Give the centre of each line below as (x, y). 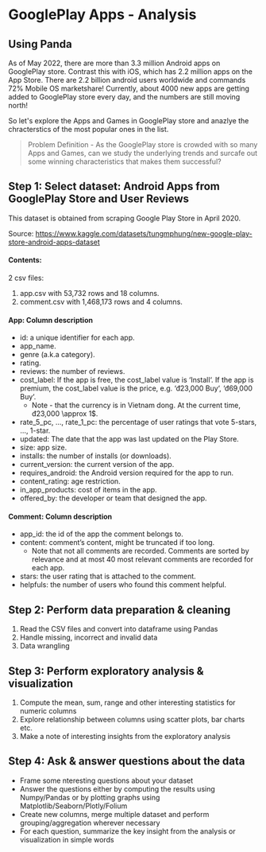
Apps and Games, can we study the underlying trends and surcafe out (143, 153)
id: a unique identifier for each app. (77, 338)
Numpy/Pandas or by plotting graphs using (90, 797)
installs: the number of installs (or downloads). (96, 456)
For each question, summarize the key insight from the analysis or (127, 831)
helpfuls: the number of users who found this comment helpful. (123, 585)
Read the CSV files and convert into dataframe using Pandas (119, 629)
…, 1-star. (35, 430)
